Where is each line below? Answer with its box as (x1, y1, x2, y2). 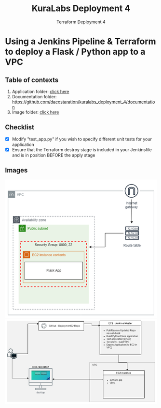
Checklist (5, 123, 35, 131)
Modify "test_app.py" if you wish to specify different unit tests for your (12, 136, 152, 142)
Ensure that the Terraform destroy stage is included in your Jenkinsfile (12, 146, 152, 153)
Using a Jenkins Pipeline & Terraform (5, 36, 156, 47)
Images (5, 166, 28, 174)
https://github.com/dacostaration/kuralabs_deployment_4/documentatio (12, 99, 155, 105)
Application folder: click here (12, 88, 69, 94)
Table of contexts (5, 76, 59, 84)
